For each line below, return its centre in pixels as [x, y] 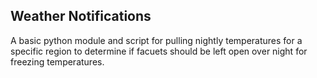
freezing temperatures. [57, 61]
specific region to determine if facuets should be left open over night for [159, 51]
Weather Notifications [81, 16]
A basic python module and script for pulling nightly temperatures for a [156, 40]
